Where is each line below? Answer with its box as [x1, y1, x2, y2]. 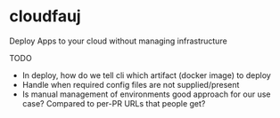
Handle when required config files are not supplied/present [21, 79, 240, 90]
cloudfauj [9, 6, 82, 27]
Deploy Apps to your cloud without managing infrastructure [9, 35, 227, 46]
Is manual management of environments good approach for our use [21, 89, 271, 99]
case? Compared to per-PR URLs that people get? [21, 98, 206, 108]
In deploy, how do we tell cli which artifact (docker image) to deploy [21, 69, 272, 81]
